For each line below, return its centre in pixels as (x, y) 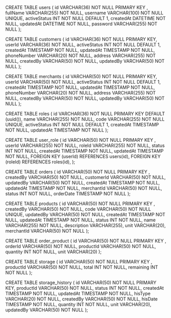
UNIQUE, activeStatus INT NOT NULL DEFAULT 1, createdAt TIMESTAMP (82, 125)
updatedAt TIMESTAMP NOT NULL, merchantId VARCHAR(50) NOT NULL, (84, 188)
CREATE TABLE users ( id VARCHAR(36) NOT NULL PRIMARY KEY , (77, 7)
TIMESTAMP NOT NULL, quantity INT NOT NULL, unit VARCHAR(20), (78, 304)
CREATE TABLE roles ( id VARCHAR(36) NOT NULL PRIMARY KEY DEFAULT (85, 114)
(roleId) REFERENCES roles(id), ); (40, 162)
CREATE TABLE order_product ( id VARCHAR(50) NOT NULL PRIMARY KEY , (86, 241)
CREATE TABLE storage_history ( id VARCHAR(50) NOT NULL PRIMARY (81, 283)
